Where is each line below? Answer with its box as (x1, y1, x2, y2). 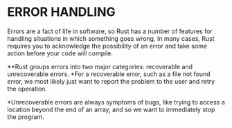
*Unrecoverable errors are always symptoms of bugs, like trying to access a (7, 98, 225, 106)
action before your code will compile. (7, 49, 113, 57)
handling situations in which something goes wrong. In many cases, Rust (7, 34, 215, 42)
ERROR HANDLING (7, 4, 116, 20)
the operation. (7, 84, 47, 93)
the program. (7, 112, 44, 121)
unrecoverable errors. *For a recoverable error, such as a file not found (7, 70, 211, 78)
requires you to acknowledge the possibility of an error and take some (7, 42, 208, 50)
